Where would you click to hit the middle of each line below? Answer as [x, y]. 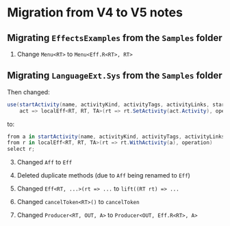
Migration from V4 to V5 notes [95, 13]
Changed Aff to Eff [44, 163]
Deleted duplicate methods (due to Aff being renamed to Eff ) [103, 175]
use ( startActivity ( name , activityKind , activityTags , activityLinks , [108, 104]
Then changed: [28, 92]
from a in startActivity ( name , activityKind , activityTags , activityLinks [116, 137]
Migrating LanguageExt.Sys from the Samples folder [115, 75]
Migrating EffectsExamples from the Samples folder [115, 38]
